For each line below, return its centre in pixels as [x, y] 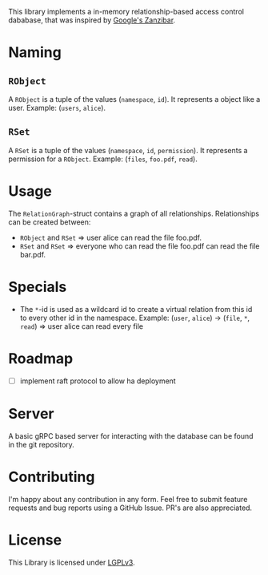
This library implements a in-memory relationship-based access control [126, 12]
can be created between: [50, 222]
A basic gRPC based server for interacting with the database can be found [131, 435]
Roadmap [41, 358]
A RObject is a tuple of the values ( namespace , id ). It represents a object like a [134, 99]
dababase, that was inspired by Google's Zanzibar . [92, 20]
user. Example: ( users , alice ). [57, 108]
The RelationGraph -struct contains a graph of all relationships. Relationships [134, 213]
